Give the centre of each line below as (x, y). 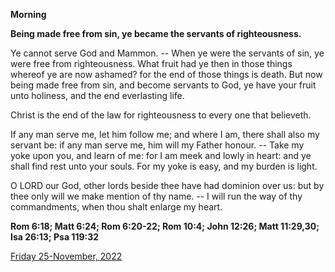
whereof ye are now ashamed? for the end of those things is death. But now (166, 74)
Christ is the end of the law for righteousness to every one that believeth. (161, 115)
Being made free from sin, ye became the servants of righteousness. (156, 33)
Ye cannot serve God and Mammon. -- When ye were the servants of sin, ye (167, 53)
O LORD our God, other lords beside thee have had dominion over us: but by (167, 185)
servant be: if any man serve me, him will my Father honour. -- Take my (157, 145)
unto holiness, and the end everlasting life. (97, 95)
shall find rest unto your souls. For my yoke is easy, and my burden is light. (164, 166)
